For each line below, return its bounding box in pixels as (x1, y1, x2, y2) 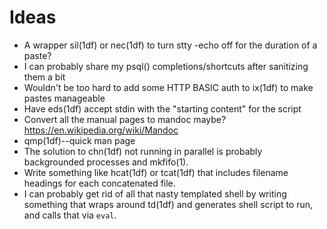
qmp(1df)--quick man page (23, 134, 136, 146)
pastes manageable (23, 92, 106, 104)
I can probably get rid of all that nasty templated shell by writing (23, 187, 287, 200)
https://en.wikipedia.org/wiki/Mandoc (23, 124, 179, 136)
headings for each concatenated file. (23, 177, 176, 189)
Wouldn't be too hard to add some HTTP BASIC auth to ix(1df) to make (23, 81, 314, 93)
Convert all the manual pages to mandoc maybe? (23, 113, 227, 125)
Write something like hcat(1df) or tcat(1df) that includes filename (23, 166, 289, 178)
